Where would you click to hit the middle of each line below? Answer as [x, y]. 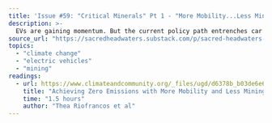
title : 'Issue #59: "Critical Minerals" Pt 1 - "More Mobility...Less [130, 16]
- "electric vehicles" [54, 61]
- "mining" [34, 69]
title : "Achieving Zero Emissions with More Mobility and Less [132, 91]
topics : [21, 46]
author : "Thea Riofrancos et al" [79, 106]
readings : [25, 76]
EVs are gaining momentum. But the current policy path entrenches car [139, 31]
